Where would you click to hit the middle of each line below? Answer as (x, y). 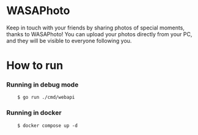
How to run (35, 66)
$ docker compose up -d (48, 125)
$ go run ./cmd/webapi (46, 98)
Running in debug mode (42, 85)
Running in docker (34, 113)
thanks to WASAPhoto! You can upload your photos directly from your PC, (99, 34)
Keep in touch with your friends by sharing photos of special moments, (96, 28)
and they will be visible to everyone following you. (69, 40)
